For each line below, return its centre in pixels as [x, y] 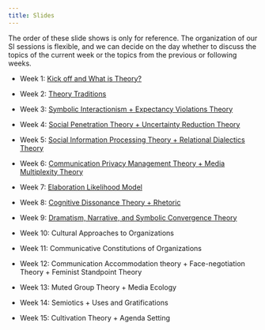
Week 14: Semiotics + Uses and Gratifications [94, 302]
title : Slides [32, 15]
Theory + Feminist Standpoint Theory [81, 272]
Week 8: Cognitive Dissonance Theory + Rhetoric [100, 202]
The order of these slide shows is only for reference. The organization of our [133, 38]
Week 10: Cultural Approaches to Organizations [97, 233]
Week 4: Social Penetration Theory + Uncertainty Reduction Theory [130, 124]
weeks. [20, 63]
